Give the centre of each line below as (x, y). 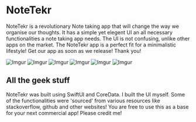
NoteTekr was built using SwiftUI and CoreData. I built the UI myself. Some (96, 94)
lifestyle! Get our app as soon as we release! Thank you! (74, 51)
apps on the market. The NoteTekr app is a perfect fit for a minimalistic (91, 45)
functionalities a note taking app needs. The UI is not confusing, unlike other (98, 38)
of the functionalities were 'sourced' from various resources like (83, 101)
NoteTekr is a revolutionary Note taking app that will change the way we (93, 26)
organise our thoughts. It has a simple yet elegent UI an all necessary (89, 32)
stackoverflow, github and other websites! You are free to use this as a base (97, 107)
